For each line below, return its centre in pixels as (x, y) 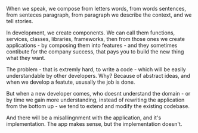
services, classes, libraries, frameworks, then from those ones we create (95, 39)
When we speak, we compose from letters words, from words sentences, (96, 9)
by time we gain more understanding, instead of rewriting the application (95, 100)
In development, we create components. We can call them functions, (91, 33)
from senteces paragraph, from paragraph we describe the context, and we (99, 15)
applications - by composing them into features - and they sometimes (92, 45)
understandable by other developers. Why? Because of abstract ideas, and (98, 76)
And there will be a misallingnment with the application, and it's (84, 118)
